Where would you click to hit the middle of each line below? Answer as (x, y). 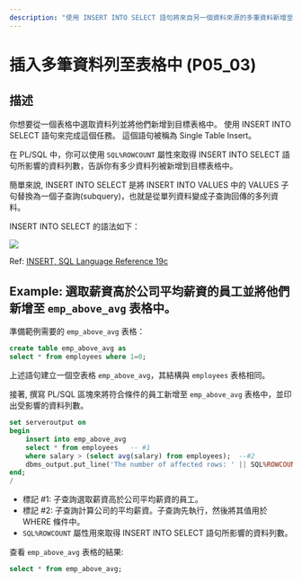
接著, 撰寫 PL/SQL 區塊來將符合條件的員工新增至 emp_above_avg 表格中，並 (147, 394)
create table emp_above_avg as (68, 348)
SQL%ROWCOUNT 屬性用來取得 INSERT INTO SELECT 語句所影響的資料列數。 (157, 533)
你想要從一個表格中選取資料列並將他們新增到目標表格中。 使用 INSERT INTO (151, 124)
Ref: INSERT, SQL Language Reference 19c (89, 260)
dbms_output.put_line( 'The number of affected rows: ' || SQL (144, 464)
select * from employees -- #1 (88, 447)
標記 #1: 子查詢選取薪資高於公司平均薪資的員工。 (113, 499)
